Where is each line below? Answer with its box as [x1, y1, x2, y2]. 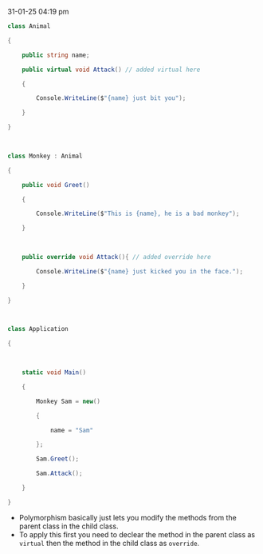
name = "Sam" [49, 426, 93, 434]
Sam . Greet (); [36, 455, 80, 463]
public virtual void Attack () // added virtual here [22, 66, 201, 74]
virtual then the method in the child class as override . [18, 538, 200, 548]
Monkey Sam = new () [36, 397, 101, 405]
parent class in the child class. [18, 521, 119, 531]
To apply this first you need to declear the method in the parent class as [18, 529, 256, 539]
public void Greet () [22, 181, 90, 189]
